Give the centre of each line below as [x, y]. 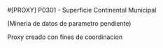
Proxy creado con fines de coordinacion [65, 37]
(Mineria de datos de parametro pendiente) [69, 23]
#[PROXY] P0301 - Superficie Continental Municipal [82, 10]
